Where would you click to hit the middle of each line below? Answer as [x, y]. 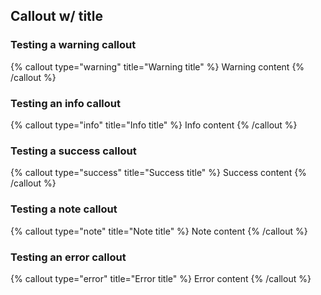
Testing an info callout [65, 103]
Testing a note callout [64, 209]
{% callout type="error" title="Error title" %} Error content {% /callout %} [161, 278]
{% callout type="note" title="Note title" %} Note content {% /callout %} [159, 231]
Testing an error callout [68, 257]
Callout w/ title [57, 16]
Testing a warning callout [73, 45]
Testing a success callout [73, 151]
